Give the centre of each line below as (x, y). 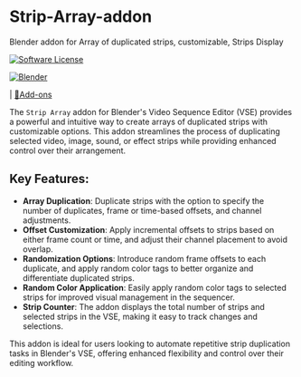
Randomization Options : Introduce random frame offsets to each (144, 258)
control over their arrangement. (68, 150)
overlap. (38, 249)
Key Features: (49, 179)
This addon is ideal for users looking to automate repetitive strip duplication (150, 343)
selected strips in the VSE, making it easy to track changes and (140, 316)
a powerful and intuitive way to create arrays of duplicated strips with (139, 121)
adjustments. (47, 220)
